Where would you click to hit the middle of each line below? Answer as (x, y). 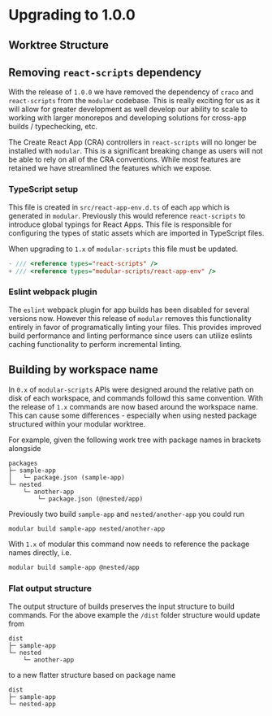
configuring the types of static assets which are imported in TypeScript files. (136, 232)
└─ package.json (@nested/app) (91, 499)
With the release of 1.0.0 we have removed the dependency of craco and (131, 92)
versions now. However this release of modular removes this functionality (130, 318)
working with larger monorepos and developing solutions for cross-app (127, 118)
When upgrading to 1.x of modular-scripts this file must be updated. (123, 249)
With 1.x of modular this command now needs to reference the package (129, 544)
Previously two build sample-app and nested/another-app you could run (127, 514)
